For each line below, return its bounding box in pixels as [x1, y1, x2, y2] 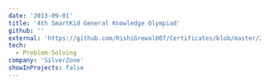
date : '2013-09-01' [8, 11, 74, 20]
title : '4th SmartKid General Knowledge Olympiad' [8, 19, 181, 27]
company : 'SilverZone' [8, 57, 84, 65]
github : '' [8, 26, 45, 34]
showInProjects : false [8, 64, 84, 72]
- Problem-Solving [15, 49, 78, 57]
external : [8, 34, 42, 42]
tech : [8, 42, 26, 50]
